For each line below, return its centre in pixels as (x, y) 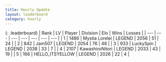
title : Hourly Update (28, 10)
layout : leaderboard (27, 14)
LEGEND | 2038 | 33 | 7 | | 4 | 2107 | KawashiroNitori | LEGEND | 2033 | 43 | (83, 49)
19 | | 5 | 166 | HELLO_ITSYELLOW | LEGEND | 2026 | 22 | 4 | (67, 54)
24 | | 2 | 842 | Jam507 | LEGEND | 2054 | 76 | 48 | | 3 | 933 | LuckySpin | (81, 44)
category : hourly (23, 19)
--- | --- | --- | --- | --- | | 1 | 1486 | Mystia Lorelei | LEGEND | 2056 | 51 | (85, 38)
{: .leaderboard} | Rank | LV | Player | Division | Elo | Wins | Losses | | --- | (81, 33)
